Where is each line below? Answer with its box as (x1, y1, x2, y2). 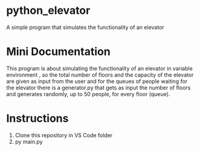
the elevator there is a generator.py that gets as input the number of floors (6, 84, 191, 91)
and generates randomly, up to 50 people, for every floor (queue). (6, 90, 170, 97)
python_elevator (6, 4, 91, 18)
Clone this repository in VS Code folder (15, 131, 113, 139)
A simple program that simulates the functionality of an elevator (6, 24, 164, 31)
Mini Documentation (6, 45, 111, 59)
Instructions (6, 112, 69, 126)
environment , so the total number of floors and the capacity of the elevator (6, 71, 194, 79)
